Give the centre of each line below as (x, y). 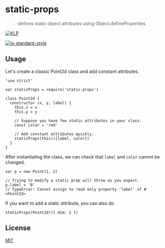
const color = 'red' (36, 125)
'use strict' (19, 81)
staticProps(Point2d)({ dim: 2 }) (42, 212)
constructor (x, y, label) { (41, 103)
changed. (15, 162)
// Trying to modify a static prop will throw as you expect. (72, 180)
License (18, 228)
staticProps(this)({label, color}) (52, 138)
